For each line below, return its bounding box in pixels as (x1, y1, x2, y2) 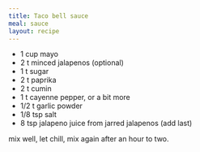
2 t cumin (19, 84, 52, 93)
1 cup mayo (19, 50, 59, 59)
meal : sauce (8, 20, 49, 28)
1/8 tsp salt (19, 110, 57, 119)
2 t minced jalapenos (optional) (19, 58, 124, 67)
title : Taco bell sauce (8, 11, 89, 20)
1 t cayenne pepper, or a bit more (19, 93, 131, 102)
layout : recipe (8, 27, 60, 35)
